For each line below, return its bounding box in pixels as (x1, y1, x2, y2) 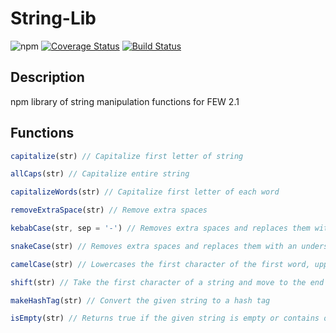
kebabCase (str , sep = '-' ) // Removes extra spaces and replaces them (10, 223, 311, 234)
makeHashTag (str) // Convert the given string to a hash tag (10, 295, 271, 306)
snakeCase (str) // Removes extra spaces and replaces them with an (10, 241, 298, 251)
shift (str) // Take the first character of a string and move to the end (10, 277, 325, 287)
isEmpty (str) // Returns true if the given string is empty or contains (10, 313, 320, 324)
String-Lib (10, 7, 97, 30)
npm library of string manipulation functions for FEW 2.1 (10, 95, 240, 107)
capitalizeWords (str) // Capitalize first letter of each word (10, 187, 280, 197)
